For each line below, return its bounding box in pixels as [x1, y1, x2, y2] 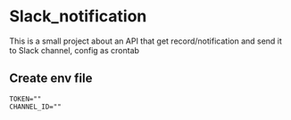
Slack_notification [9, 6, 147, 27]
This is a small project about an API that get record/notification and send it [9, 36, 283, 46]
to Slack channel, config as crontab [9, 44, 140, 55]
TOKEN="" [9, 94, 42, 103]
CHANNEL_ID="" [9, 102, 62, 111]
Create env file [9, 71, 93, 86]
